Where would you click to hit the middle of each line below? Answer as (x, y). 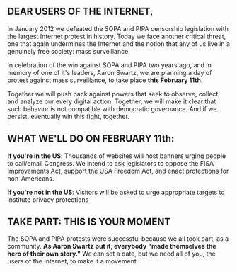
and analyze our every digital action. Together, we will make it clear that (112, 101)
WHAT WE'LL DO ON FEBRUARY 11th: (91, 138)
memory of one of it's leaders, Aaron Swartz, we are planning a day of (110, 72)
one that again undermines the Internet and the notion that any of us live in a (119, 44)
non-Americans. (31, 178)
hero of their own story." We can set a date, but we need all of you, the (111, 254)
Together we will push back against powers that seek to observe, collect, (114, 93)
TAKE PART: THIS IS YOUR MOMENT (89, 222)
